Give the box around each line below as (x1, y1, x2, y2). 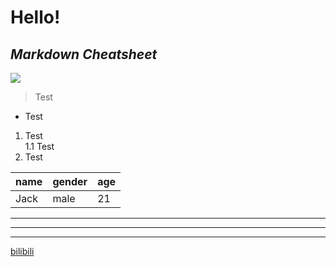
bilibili (10, 246, 35, 257)
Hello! (10, 6, 61, 29)
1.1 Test (24, 141, 55, 152)
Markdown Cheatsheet (10, 46, 158, 63)
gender (52, 175, 88, 188)
